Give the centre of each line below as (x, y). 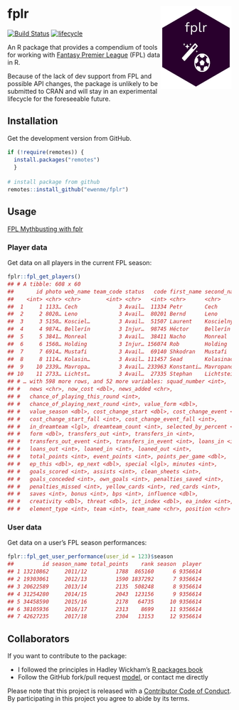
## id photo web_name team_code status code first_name (105, 291)
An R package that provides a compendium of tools (83, 47)
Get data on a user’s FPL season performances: (77, 543)
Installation (33, 121)
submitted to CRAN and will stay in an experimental (83, 91)
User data (25, 527)
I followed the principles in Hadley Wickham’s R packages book (110, 669)
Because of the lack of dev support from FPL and (80, 76)
